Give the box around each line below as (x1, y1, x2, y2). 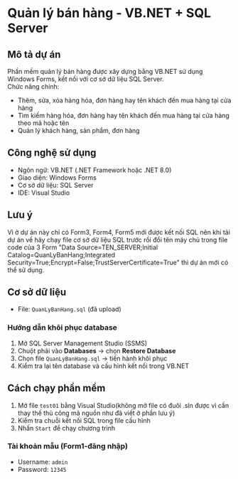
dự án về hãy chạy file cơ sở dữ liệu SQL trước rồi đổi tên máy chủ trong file (7, 235, 228, 244)
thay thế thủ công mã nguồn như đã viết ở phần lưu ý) (17, 409, 175, 417)
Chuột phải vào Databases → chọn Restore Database (17, 346, 176, 355)
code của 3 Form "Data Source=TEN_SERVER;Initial (7, 243, 158, 252)
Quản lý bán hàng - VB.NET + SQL (7, 5, 212, 21)
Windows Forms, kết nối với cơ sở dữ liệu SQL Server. (7, 75, 165, 83)
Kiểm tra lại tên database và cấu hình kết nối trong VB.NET (17, 361, 190, 370)
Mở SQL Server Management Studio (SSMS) (17, 339, 148, 348)
